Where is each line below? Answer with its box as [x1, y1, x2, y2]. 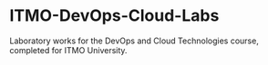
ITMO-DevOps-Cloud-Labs [9, 5, 220, 26]
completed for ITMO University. [9, 44, 128, 55]
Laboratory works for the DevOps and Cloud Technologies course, [9, 35, 260, 46]
